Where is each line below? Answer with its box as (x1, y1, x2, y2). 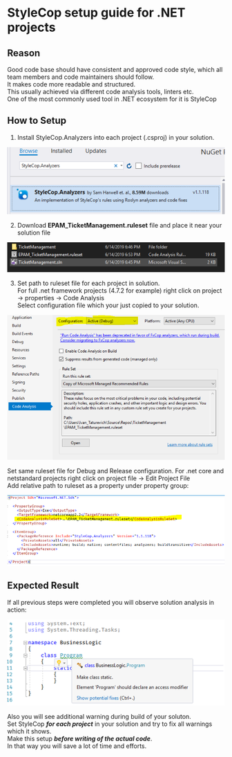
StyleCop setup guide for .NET (7, 5, 186, 21)
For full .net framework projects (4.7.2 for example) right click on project (17, 286, 222, 295)
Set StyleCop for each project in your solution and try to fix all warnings (7, 720, 213, 728)
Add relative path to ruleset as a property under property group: (7, 482, 189, 490)
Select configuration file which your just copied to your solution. (17, 301, 200, 309)
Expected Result (7, 580, 79, 592)
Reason (7, 47, 41, 59)
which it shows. (7, 727, 52, 736)
